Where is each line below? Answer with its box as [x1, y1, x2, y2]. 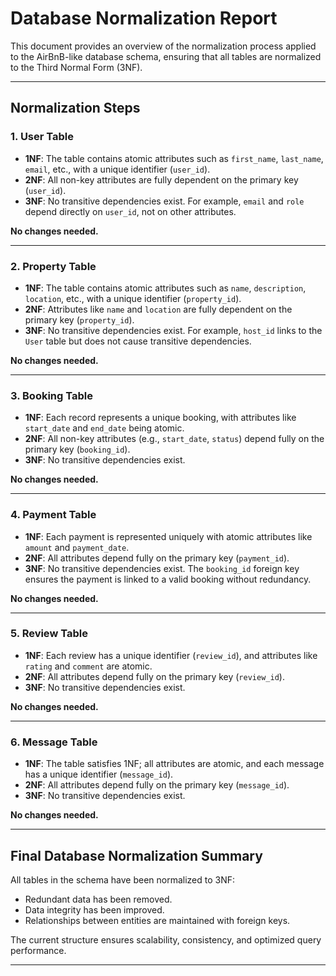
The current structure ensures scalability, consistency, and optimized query [10, 933, 322, 946]
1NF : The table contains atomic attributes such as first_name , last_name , [24, 152, 324, 164]
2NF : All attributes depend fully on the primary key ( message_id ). [24, 779, 290, 791]
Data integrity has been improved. [24, 903, 165, 916]
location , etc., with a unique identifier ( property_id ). [24, 292, 242, 304]
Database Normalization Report [10, 7, 278, 30]
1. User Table [10, 130, 75, 144]
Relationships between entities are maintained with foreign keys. [24, 914, 291, 926]
